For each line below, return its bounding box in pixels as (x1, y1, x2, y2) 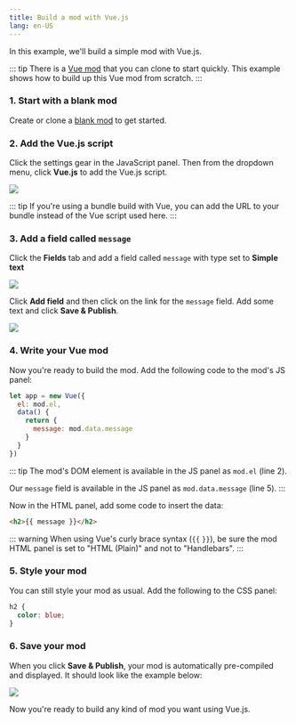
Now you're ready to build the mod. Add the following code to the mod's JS (9, 364, 286, 375)
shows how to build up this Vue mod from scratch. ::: (9, 72, 203, 83)
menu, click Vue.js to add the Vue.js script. (9, 167, 168, 178)
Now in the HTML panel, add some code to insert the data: (9, 500, 224, 510)
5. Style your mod (9, 565, 87, 577)
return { (25, 416, 58, 426)
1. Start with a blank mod (9, 94, 117, 107)
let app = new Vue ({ (9, 391, 86, 401)
